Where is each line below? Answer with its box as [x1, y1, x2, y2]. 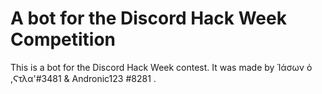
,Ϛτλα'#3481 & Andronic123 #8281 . [10, 72, 157, 84]
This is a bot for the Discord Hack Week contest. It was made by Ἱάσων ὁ [10, 61, 313, 73]
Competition [10, 28, 117, 51]
